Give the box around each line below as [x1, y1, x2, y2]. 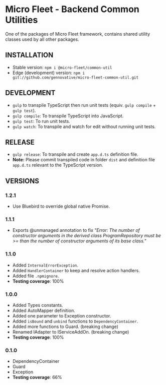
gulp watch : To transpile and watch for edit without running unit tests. [12, 123, 156, 130]
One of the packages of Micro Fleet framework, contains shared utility [5, 31, 150, 37]
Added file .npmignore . [12, 273, 59, 279]
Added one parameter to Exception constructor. [12, 312, 111, 318]
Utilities [5, 14, 38, 26]
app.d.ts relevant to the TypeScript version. [12, 162, 103, 168]
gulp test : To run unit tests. [12, 118, 70, 124]
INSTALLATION [5, 51, 54, 59]
